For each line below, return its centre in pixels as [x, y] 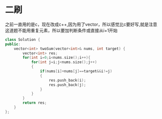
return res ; [35, 103]
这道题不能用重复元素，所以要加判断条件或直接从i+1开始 [61, 30]
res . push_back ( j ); [67, 85]
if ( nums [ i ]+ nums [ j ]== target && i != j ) [76, 71]
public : [13, 44]
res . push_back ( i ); [67, 80]
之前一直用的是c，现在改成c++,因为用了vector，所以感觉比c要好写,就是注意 [81, 24]
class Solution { [23, 39]
